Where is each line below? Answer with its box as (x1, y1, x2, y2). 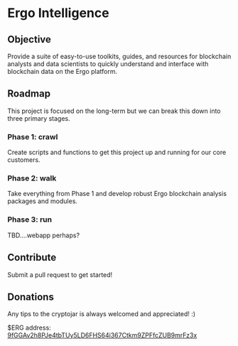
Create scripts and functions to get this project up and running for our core (7, 148, 227, 157)
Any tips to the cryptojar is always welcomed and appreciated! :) (7, 310, 196, 318)
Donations (7, 291, 55, 303)
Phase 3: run (7, 215, 52, 225)
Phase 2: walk (7, 173, 57, 183)
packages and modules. (7, 197, 78, 205)
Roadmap (7, 87, 51, 100)
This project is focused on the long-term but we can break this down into (7, 107, 221, 115)
